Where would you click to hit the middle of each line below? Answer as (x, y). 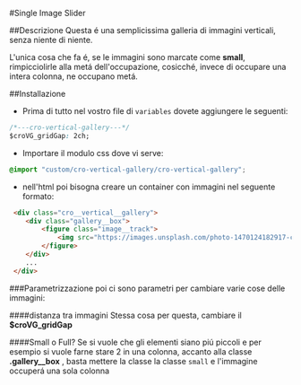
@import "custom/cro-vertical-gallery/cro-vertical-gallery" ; (128, 170)
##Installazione (38, 94)
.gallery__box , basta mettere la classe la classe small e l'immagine (133, 361)
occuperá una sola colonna (60, 371)
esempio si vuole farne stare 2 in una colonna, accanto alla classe (131, 351)
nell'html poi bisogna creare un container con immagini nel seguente (149, 187)
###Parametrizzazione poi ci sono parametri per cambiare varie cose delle (147, 288)
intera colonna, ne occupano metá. (74, 76)
